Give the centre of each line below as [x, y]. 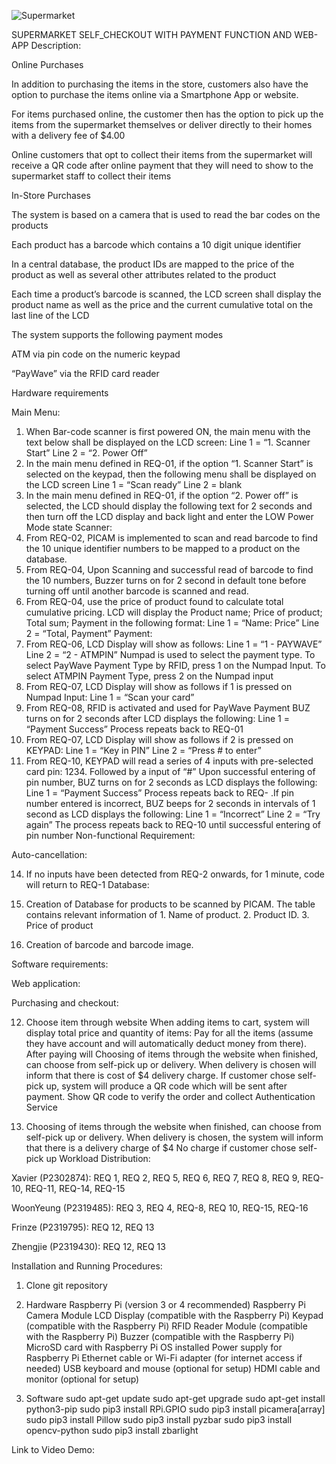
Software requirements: [60, 964]
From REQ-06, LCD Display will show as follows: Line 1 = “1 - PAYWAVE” [174, 644]
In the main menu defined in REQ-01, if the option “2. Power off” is [162, 495]
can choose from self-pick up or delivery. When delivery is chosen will [171, 1064]
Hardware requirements [60, 393]
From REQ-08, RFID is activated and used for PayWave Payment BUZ [168, 708]
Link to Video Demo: [53, 1449]
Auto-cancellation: [49, 854]
